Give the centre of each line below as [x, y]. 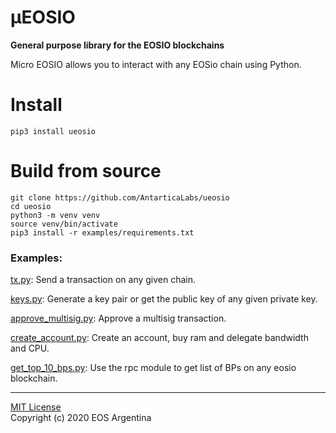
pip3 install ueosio [53, 131]
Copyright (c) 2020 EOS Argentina [81, 418]
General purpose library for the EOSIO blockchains [117, 45]
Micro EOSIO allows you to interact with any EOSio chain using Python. [156, 64]
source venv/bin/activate [64, 224]
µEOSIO [43, 17]
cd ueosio [31, 206]
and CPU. [30, 348]
